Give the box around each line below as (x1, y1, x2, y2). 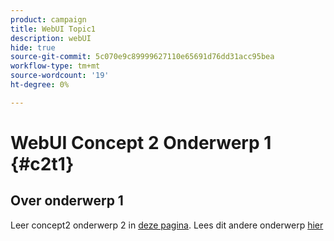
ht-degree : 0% (10, 80, 70, 90)
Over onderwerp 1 (10, 192, 124, 210)
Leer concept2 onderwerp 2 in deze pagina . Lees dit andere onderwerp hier (10, 219, 324, 231)
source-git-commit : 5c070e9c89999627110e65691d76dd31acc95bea (10, 52, 275, 62)
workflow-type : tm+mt (10, 61, 101, 71)
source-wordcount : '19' (10, 71, 110, 81)
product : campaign (10, 14, 87, 25)
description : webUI (10, 33, 92, 43)
